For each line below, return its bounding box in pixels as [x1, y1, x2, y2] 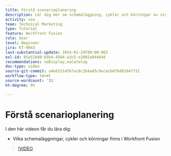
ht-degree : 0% [5, 83, 36, 88]
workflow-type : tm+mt [5, 73, 51, 79]
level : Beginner [5, 41, 40, 46]
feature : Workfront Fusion [5, 31, 63, 36]
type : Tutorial [5, 26, 38, 31]
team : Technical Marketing [5, 21, 63, 27]
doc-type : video [5, 64, 40, 69]
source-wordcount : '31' [5, 78, 56, 83]
